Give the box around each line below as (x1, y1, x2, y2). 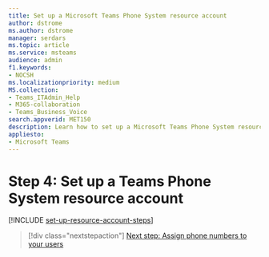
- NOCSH (8, 71, 34, 79)
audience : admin (8, 57, 62, 65)
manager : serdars (8, 34, 66, 42)
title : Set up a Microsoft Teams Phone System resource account (8, 11, 227, 20)
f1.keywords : (8, 64, 52, 72)
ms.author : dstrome (8, 26, 74, 34)
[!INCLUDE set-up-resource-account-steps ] (8, 215, 154, 225)
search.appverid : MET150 (8, 116, 91, 124)
